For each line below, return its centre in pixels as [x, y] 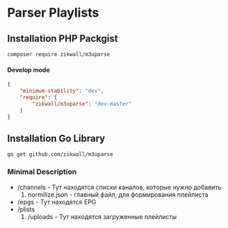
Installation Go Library [56, 138]
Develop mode [28, 70]
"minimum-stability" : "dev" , [62, 91]
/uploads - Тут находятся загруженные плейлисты [102, 216]
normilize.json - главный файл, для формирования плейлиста [118, 194]
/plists [26, 209]
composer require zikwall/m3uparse [59, 54]
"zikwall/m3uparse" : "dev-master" [82, 104]
